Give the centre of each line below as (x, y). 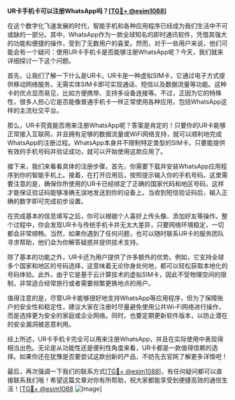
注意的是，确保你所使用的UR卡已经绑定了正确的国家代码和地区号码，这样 (119, 184)
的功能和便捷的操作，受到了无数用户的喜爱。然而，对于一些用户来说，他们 (114, 43)
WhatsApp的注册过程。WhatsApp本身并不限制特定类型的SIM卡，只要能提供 (116, 143)
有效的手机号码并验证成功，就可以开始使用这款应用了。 (87, 151)
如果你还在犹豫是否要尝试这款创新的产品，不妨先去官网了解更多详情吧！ (123, 356)
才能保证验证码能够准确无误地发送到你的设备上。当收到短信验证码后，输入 (114, 192)
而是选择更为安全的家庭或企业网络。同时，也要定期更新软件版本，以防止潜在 (117, 316)
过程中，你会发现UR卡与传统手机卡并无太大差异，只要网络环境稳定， (112, 225)
